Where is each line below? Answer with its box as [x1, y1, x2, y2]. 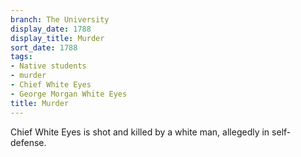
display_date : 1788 [10, 24, 92, 34]
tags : [10, 52, 33, 62]
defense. [10, 136, 47, 148]
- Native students [10, 61, 87, 71]
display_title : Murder [10, 33, 105, 43]
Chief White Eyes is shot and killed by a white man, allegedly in [10, 126, 270, 138]
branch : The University [10, 14, 110, 25]
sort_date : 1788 [10, 42, 78, 53]
